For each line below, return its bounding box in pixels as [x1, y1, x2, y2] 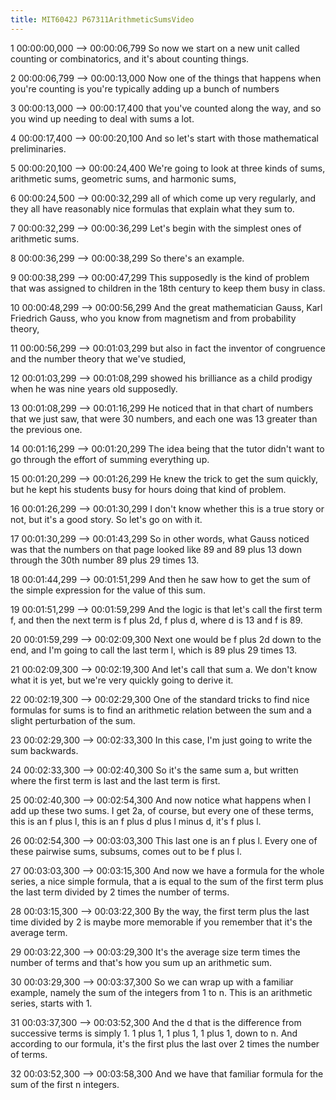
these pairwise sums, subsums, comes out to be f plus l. [10, 845, 242, 857]
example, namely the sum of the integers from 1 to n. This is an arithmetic [10, 986, 313, 998]
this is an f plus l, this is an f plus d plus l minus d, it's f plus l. [10, 815, 262, 827]
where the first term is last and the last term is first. [10, 774, 221, 786]
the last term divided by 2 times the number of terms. [10, 886, 230, 898]
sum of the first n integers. [10, 1078, 120, 1090]
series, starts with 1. [10, 997, 93, 1009]
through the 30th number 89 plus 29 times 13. [10, 554, 200, 566]
